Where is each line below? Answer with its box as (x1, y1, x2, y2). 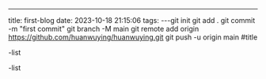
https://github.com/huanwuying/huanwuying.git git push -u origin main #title (8, 32, 258, 42)
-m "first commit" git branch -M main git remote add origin (8, 24, 199, 33)
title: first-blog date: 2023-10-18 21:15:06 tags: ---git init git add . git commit (8, 16, 256, 24)
